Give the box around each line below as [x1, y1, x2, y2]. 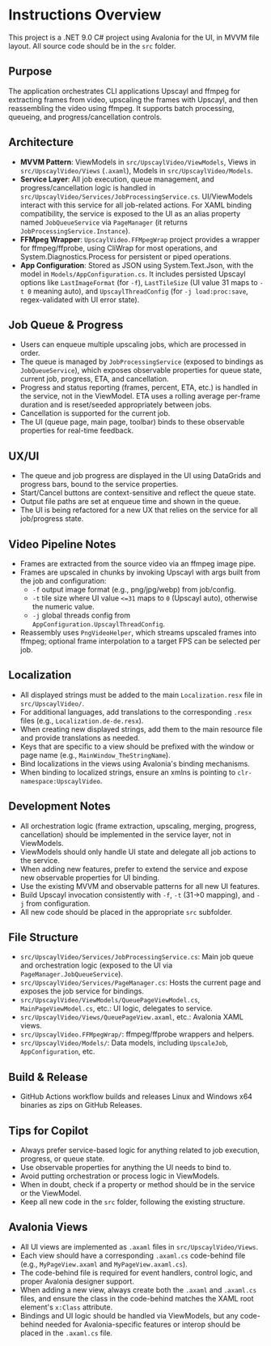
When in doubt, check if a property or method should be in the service [19, 1180, 256, 1190]
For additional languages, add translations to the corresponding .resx [19, 707, 252, 716]
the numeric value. [32, 602, 95, 611]
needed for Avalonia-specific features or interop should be [44, 1319, 241, 1329]
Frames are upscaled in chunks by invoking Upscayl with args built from [19, 567, 260, 577]
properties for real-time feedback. [19, 425, 134, 435]
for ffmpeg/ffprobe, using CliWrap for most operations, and [19, 243, 218, 253]
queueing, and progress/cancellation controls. [8, 112, 163, 122]
